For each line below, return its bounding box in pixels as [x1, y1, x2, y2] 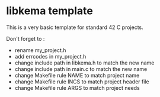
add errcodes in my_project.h [14, 53, 87, 60]
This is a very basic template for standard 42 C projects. [6, 24, 143, 31]
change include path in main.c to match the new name [14, 65, 148, 72]
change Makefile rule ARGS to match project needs [14, 84, 140, 91]
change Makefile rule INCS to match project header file [14, 78, 149, 85]
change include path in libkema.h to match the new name [14, 59, 155, 66]
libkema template [6, 4, 93, 18]
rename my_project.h [14, 46, 66, 54]
